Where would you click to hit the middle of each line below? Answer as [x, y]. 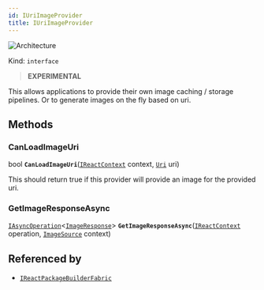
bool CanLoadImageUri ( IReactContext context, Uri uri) [94, 164]
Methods [31, 124]
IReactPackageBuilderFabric [65, 279]
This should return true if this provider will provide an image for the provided [132, 179]
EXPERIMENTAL [54, 76]
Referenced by [45, 259]
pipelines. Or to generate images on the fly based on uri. [100, 100]
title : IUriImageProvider [50, 23]
